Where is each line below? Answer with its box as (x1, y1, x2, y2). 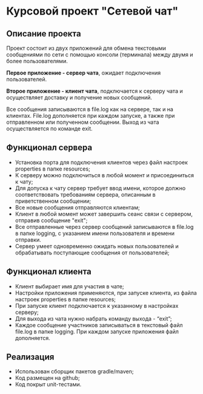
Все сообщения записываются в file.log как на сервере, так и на (6, 106, 174, 113)
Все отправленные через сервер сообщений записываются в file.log (15, 223, 194, 230)
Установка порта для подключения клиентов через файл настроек (15, 158, 188, 166)
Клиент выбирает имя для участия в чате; (15, 282, 124, 290)
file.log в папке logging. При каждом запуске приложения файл (15, 328, 179, 335)
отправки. (15, 236, 41, 243)
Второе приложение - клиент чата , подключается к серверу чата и (6, 87, 183, 95)
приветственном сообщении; (15, 197, 92, 205)
